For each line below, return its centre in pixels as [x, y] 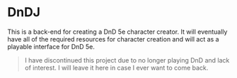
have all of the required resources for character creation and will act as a [113, 39]
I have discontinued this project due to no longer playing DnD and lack [127, 60]
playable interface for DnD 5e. [51, 46]
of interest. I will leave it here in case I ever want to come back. [116, 67]
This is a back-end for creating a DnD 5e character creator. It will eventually [117, 32]
